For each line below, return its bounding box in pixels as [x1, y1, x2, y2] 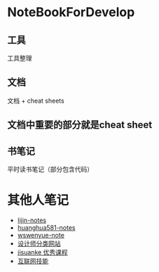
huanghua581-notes [17, 223, 76, 232]
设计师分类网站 [17, 239, 61, 247]
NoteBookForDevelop [7, 4, 135, 20]
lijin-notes [17, 216, 47, 224]
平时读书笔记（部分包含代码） [7, 165, 93, 174]
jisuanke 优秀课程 [17, 247, 68, 257]
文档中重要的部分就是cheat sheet [7, 119, 153, 131]
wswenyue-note [17, 231, 65, 239]
